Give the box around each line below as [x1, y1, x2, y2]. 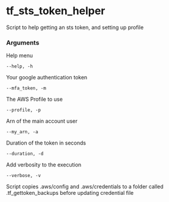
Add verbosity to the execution [6, 161, 82, 168]
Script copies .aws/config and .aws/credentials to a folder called [6, 183, 164, 190]
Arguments [6, 39, 40, 47]
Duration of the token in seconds [6, 139, 86, 146]
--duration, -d [6, 151, 44, 157]
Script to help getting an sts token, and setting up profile [6, 24, 144, 31]
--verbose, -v [6, 173, 42, 179]
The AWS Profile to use [6, 96, 63, 103]
